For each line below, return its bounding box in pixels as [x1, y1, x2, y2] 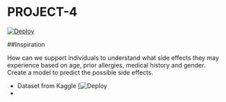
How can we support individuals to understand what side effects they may [7, 53, 220, 62]
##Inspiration [7, 40, 45, 48]
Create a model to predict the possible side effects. [7, 68, 154, 76]
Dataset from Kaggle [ [17, 81, 81, 90]
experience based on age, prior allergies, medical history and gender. [7, 61, 206, 69]
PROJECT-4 [7, 4, 78, 20]
